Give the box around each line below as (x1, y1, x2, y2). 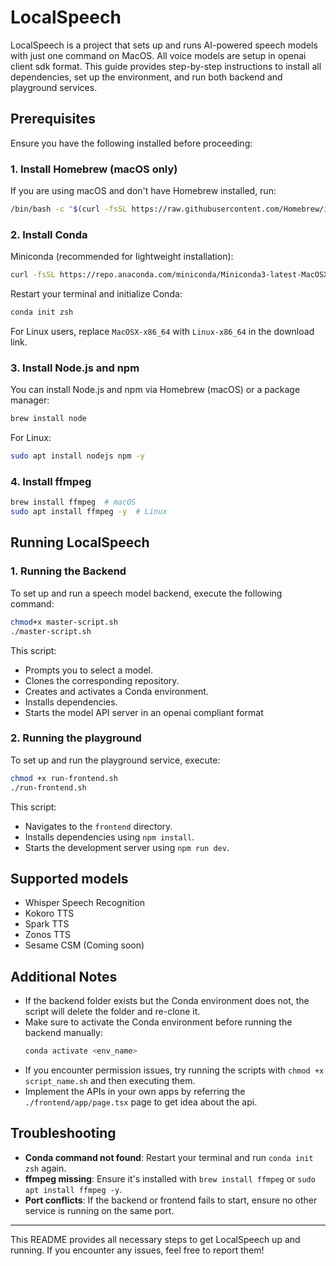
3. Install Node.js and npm (10, 361, 140, 375)
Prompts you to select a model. (24, 664, 153, 676)
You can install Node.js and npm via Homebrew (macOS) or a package (10, 384, 301, 396)
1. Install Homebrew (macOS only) (10, 162, 178, 176)
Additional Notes (10, 968, 118, 985)
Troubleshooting (10, 1125, 117, 1142)
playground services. (10, 81, 98, 93)
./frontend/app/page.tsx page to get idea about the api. (24, 1096, 258, 1108)
